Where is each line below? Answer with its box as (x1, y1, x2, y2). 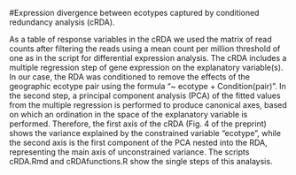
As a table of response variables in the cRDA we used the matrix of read (9, 34, 272, 44)
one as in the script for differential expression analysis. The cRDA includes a (9, 53, 287, 63)
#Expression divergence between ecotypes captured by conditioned (9, 8, 260, 18)
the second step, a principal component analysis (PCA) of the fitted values (9, 90, 281, 101)
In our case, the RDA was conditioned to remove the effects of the (9, 72, 251, 82)
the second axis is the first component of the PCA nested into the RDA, (9, 137, 268, 148)
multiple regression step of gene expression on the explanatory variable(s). (9, 62, 284, 72)
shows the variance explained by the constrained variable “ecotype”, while (9, 128, 282, 138)
